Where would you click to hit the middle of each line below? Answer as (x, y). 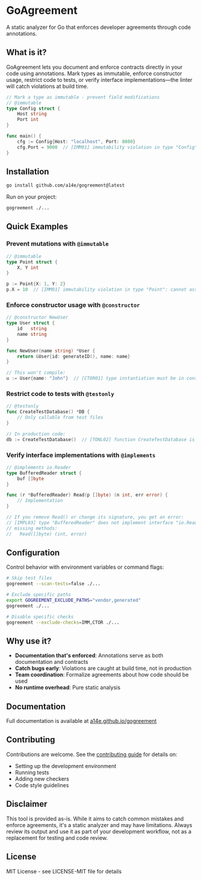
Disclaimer (27, 804)
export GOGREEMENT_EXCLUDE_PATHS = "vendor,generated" (74, 600)
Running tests (32, 772)
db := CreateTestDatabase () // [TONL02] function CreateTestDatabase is (101, 439)
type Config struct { (33, 108)
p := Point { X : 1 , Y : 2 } (36, 284)
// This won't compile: (36, 373)
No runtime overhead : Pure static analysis (68, 687)
